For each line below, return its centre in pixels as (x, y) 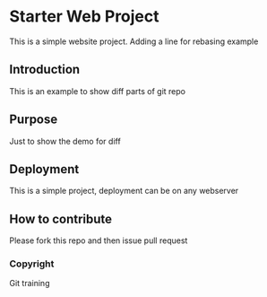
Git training (30, 284)
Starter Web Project (84, 17)
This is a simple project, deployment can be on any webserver (124, 191)
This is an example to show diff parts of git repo (98, 91)
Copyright (32, 264)
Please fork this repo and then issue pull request (99, 240)
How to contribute (61, 218)
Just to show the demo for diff (65, 141)
